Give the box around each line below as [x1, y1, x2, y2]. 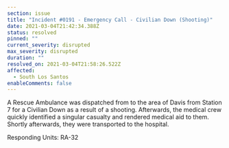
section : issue [7, 10, 51, 17]
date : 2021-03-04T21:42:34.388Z [7, 23, 99, 29]
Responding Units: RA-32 [7, 134, 79, 142]
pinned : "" [7, 35, 38, 42]
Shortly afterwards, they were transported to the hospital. [7, 120, 169, 128]
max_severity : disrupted [7, 48, 78, 55]
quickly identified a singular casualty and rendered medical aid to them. [7, 113, 209, 121]
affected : [7, 67, 36, 74]
